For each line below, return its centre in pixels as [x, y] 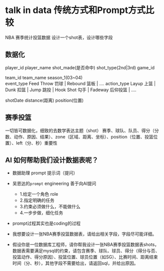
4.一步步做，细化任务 [41, 213]
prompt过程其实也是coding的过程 [46, 223]
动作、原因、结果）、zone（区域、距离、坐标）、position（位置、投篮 [83, 136]
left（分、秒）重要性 [37, 143]
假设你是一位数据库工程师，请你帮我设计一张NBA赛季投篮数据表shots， [86, 245]
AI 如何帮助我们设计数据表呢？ [52, 160]
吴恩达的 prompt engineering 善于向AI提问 [54, 184]
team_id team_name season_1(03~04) [44, 77]
